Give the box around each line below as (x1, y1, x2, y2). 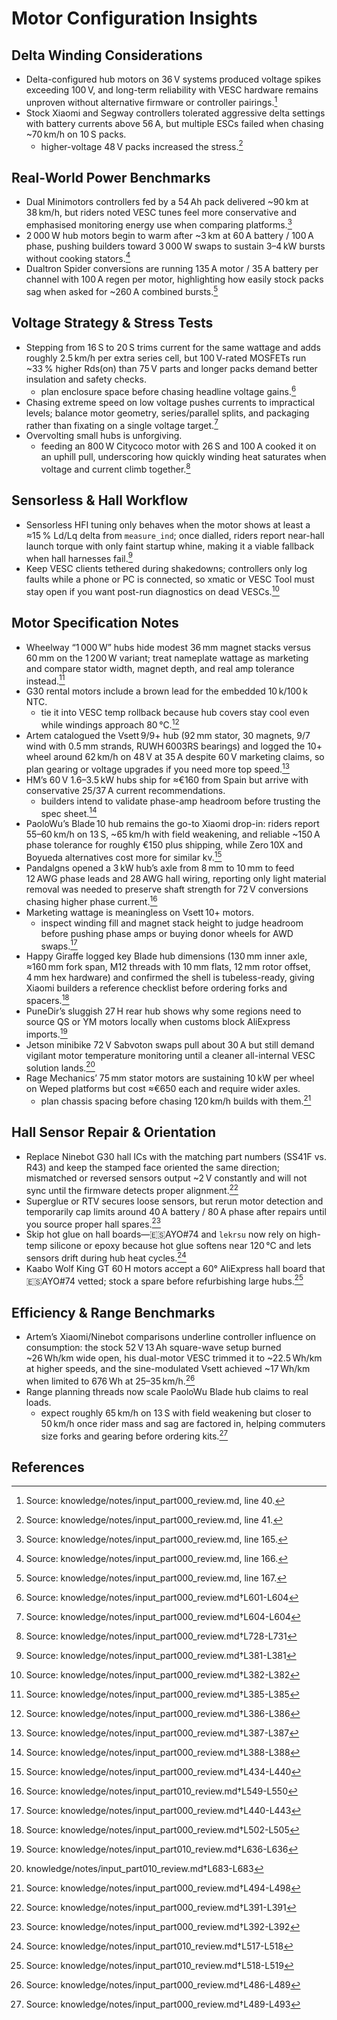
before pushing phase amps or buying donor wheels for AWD (40, 927, 294, 939)
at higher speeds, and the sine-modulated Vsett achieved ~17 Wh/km (25, 1363, 311, 1375)
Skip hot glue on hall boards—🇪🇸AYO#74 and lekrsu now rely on (25, 1228, 297, 1241)
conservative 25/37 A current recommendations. (25, 784, 226, 796)
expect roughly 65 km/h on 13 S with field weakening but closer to (40, 1407, 312, 1419)
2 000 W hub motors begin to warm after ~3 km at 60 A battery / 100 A (25, 229, 314, 241)
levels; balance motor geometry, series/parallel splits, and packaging (25, 407, 310, 419)
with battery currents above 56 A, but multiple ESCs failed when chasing (25, 117, 324, 129)
